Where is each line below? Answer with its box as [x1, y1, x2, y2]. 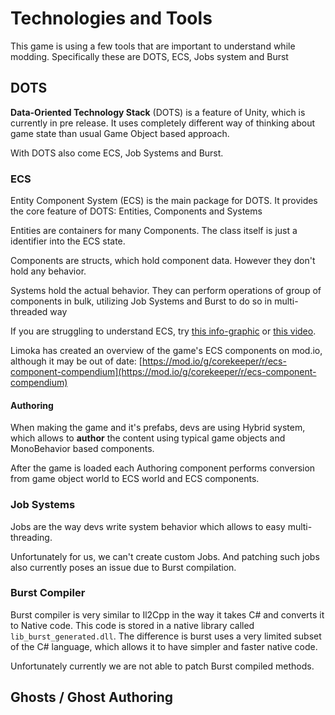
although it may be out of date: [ [10, 355, 143, 367]
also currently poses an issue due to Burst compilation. [10, 561, 237, 573]
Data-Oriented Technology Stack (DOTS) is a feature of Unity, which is [10, 106, 306, 118]
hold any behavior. [10, 265, 87, 277]
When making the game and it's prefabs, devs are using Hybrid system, [10, 422, 306, 434]
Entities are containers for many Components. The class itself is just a [10, 225, 298, 237]
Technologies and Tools [10, 7, 213, 30]
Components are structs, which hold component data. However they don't [10, 255, 316, 267]
